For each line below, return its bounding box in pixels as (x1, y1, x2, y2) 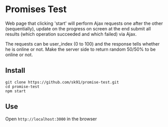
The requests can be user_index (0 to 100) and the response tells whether (5, 40, 160, 47)
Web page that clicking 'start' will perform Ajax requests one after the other (5, 20, 163, 26)
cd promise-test (5, 84, 40, 89)
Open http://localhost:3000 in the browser (5, 115, 97, 122)
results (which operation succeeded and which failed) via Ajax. (5, 31, 137, 37)
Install (5, 66, 25, 75)
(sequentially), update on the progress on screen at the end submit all (5, 25, 151, 31)
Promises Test (5, 4, 67, 15)
